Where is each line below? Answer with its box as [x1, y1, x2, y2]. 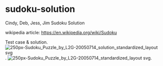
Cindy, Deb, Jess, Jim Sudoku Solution [5, 20, 85, 26]
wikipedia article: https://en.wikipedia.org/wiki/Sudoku [5, 29, 117, 35]
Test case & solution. [5, 39, 48, 45]
